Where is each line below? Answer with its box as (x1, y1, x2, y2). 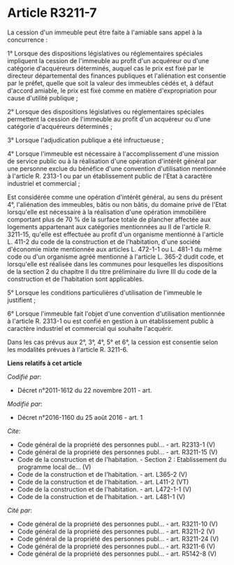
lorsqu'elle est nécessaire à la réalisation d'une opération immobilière (7, 207, 207, 216)
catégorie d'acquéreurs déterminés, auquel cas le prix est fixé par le (7, 64, 205, 72)
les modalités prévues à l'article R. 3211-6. (7, 345, 129, 353)
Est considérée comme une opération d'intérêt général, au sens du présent (7, 193, 223, 201)
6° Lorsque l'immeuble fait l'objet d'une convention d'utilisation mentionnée (7, 309, 226, 318)
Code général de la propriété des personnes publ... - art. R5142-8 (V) (17, 549, 217, 558)
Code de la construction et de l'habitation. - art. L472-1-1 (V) (17, 485, 192, 493)
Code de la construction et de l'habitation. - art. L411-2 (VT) (17, 477, 189, 486)
